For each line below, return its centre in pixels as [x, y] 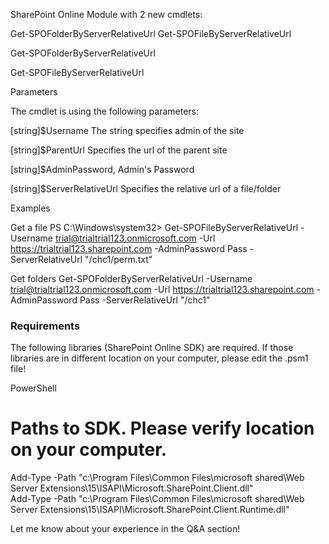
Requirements [45, 326]
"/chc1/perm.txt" [118, 259]
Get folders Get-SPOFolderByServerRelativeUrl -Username [131, 278]
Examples [30, 208]
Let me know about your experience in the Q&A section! [125, 529]
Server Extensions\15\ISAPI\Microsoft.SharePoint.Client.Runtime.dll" [150, 510]
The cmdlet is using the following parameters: [105, 111]
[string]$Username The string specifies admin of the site [127, 130]
